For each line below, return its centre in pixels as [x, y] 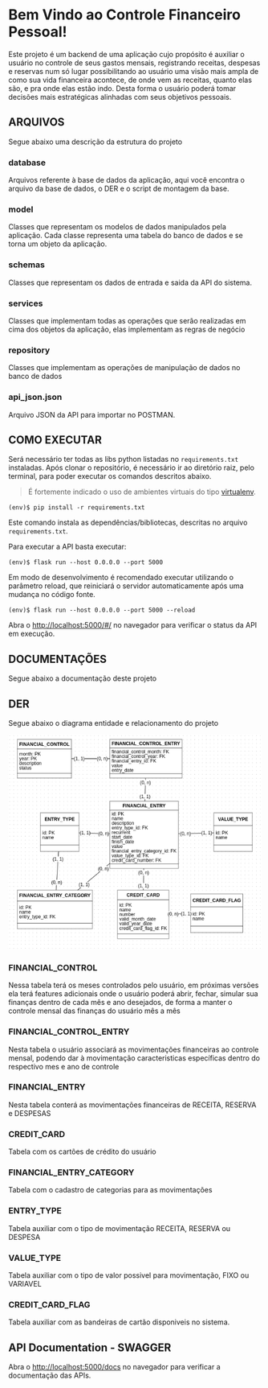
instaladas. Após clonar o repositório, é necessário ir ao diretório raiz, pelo [132, 467]
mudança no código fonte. [52, 595]
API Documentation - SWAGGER [90, 1347]
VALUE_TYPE [35, 1258]
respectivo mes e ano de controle [64, 1066]
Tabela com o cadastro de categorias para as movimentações [110, 1190]
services [26, 303]
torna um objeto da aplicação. [58, 244]
